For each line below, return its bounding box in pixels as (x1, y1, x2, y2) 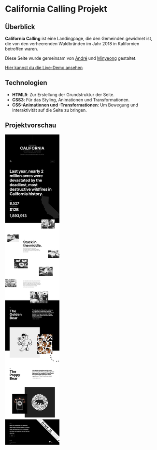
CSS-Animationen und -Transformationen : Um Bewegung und (12, 102, 139, 108)
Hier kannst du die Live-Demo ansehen (5, 65, 83, 70)
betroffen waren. (5, 46, 39, 51)
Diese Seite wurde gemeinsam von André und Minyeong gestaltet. (5, 55, 137, 61)
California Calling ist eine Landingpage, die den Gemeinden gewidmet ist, (5, 35, 153, 41)
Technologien (5, 79, 47, 87)
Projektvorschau (5, 121, 57, 130)
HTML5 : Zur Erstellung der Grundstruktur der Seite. (12, 91, 115, 98)
